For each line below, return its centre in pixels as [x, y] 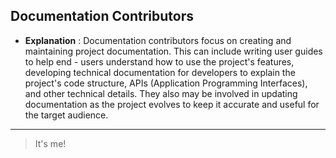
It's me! [50, 143]
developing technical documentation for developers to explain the [160, 72]
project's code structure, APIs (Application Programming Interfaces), [166, 83]
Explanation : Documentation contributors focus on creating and [158, 40]
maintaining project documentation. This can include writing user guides [173, 51]
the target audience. [66, 115]
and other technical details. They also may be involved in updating [161, 93]
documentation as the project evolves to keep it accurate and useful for [172, 104]
